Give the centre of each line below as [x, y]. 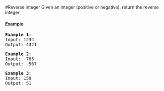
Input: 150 [18, 78]
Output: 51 [18, 83]
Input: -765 [20, 59]
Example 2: [18, 54]
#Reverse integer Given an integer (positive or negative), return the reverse [82, 7]
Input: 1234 [20, 40]
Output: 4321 [21, 45]
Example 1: [18, 35]
